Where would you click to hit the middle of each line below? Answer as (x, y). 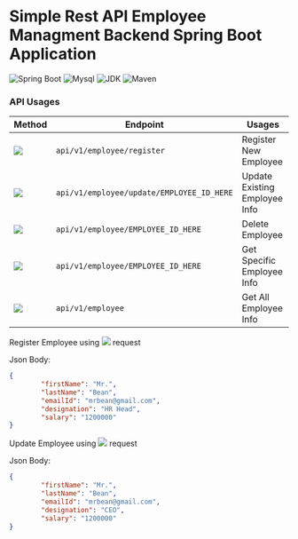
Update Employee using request (73, 444)
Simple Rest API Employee (108, 16)
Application (53, 54)
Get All (255, 297)
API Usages (35, 101)
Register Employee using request (75, 343)
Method (31, 124)
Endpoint (144, 124)
